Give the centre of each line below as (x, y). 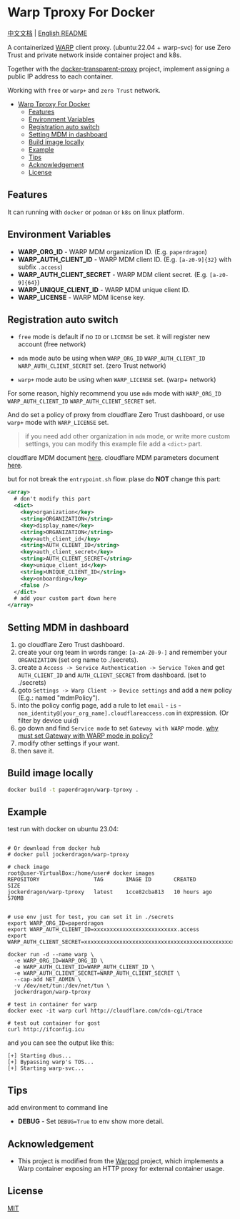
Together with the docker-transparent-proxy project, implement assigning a (119, 69)
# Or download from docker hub (54, 848)
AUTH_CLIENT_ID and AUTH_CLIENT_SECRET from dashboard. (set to (112, 675)
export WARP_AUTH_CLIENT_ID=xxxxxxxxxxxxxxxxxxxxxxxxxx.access (104, 930)
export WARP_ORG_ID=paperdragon (55, 923)
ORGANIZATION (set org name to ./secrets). (78, 659)
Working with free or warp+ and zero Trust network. (84, 90)
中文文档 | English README (47, 33)
